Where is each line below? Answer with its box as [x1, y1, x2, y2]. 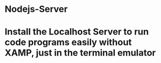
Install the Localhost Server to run [5, 26, 149, 38]
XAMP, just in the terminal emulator [5, 47, 156, 59]
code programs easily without [5, 37, 132, 48]
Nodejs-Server [5, 3, 68, 15]
